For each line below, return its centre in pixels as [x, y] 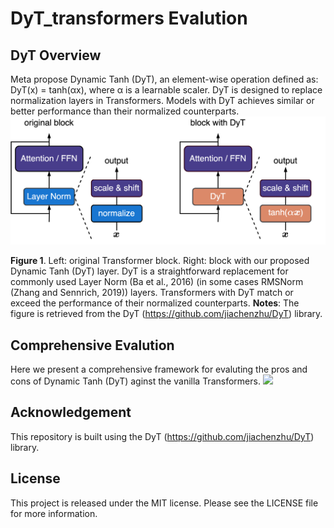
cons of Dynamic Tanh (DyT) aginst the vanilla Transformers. [135, 381]
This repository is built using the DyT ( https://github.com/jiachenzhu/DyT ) [162, 436]
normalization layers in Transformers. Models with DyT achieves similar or [162, 100]
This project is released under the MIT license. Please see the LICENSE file [164, 503]
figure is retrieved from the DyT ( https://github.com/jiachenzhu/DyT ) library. [166, 314]
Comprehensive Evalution [92, 345]
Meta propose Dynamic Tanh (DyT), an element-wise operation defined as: [164, 79]
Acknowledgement [71, 412]
